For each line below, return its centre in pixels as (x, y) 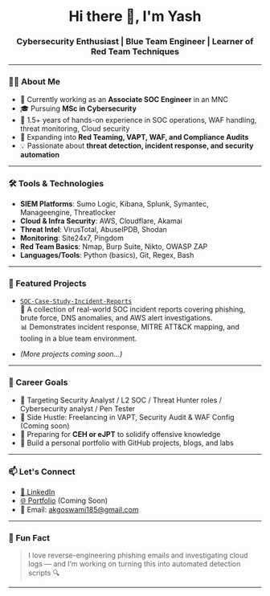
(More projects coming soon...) (71, 354)
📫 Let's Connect (42, 471)
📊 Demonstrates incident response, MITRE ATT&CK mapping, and (129, 327)
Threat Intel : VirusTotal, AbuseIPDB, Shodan (93, 230)
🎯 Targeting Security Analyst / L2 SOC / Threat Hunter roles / (121, 400)
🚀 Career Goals (38, 382)
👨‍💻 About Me (34, 82)
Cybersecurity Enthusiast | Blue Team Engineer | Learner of (135, 42)
